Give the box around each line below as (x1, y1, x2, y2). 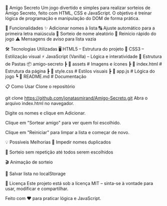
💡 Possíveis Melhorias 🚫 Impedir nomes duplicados (5, 139, 111, 145)
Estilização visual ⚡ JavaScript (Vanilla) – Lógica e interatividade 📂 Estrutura (5, 53, 162, 59)
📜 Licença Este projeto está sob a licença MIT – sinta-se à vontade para (5, 180, 153, 186)
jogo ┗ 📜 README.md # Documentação (5, 73, 87, 79)
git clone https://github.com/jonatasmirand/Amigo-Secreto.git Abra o (5, 95, 148, 101)
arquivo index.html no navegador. (5, 100, 74, 106)
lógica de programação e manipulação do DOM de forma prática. (5, 15, 140, 21)
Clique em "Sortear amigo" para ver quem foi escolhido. (5, 120, 121, 125)
